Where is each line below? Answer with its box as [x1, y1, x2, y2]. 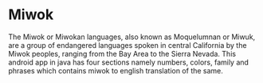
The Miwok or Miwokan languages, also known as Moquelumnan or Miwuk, [8, 32, 256, 41]
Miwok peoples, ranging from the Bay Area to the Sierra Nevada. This [8, 49, 237, 58]
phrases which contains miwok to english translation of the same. [8, 65, 223, 75]
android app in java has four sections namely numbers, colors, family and [8, 57, 249, 67]
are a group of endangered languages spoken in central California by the [8, 40, 247, 49]
